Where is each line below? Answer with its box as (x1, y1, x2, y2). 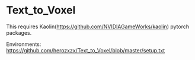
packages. (6, 29, 32, 36)
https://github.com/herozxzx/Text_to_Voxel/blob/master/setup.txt (6, 46, 165, 54)
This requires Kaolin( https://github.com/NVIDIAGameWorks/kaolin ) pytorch (6, 23, 190, 30)
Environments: (6, 41, 41, 48)
